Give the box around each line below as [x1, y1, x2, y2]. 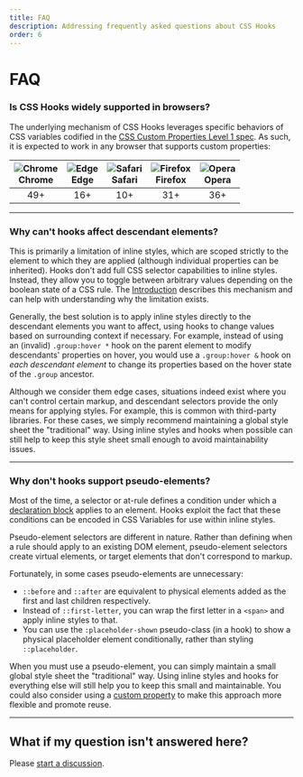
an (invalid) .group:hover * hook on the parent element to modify [9, 340, 252, 351]
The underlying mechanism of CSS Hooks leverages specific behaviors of [9, 121, 284, 132]
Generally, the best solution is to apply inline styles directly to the [9, 311, 252, 322]
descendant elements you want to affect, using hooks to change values [9, 321, 275, 332]
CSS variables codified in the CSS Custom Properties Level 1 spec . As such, [9, 131, 291, 142]
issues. [9, 444, 36, 455]
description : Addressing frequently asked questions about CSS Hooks [9, 22, 277, 31]
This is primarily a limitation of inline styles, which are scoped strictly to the [9, 245, 289, 257]
